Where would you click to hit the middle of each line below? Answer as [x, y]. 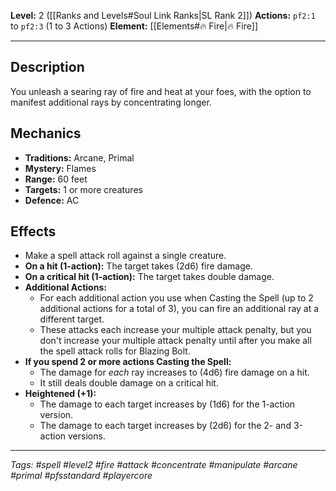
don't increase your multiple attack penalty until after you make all [175, 341]
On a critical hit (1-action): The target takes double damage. [149, 277]
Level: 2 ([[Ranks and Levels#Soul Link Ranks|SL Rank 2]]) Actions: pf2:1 [163, 15]
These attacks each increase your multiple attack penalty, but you [175, 330]
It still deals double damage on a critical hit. [129, 383]
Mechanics [46, 133]
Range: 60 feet [56, 179]
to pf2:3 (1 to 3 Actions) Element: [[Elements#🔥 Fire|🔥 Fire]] [134, 26]
